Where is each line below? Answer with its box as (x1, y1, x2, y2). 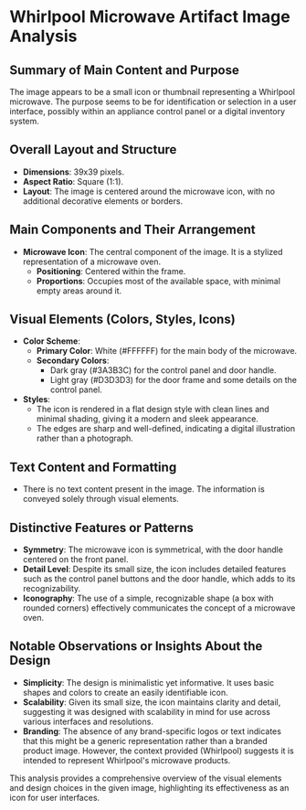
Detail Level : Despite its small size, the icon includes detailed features (22, 564, 287, 575)
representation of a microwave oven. (22, 256, 162, 267)
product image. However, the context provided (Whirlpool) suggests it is (22, 745, 294, 756)
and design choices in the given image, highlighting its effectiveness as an (9, 782, 290, 793)
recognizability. (22, 583, 81, 594)
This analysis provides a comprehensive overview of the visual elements (9, 773, 282, 783)
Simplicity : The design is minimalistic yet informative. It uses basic (22, 677, 275, 687)
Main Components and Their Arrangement (9, 222, 256, 238)
